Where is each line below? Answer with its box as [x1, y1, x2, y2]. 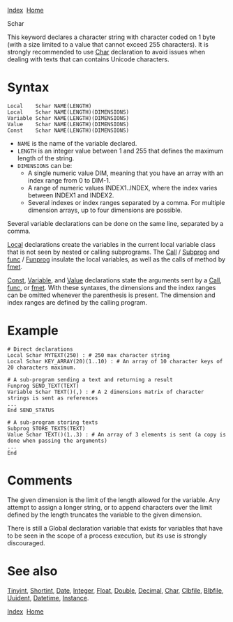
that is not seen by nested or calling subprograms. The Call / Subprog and [7, 248, 220, 256]
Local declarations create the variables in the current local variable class [7, 240, 216, 248]
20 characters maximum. [7, 364, 77, 371]
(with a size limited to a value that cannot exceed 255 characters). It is [7, 40, 209, 48]
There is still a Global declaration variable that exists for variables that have [7, 524, 223, 532]
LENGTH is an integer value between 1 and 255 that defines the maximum [17, 146, 223, 155]
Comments [7, 473, 73, 489]
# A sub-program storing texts [7, 418, 98, 426]
